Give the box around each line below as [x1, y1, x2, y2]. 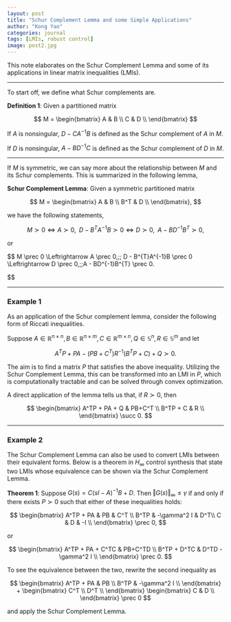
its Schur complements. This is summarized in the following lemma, [7, 171, 198, 179]
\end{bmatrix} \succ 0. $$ [78, 411, 153, 419]
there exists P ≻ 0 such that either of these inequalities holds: [7, 498, 182, 506]
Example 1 [7, 297, 42, 306]
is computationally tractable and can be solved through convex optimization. [7, 377, 223, 385]
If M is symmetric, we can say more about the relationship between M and [7, 163, 217, 172]
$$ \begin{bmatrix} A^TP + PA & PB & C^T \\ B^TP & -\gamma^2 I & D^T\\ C [10, 511, 221, 519]
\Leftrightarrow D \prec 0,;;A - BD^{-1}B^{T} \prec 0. [7, 259, 155, 268]
